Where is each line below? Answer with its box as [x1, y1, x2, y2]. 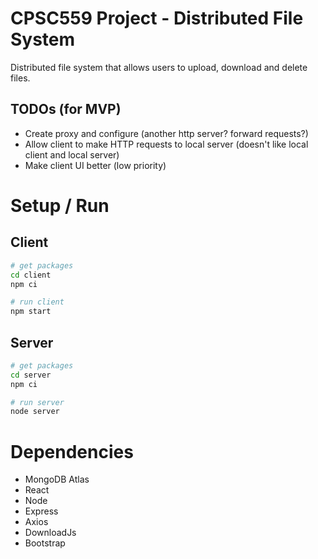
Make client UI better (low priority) [24, 159, 167, 171]
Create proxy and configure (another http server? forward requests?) [24, 127, 309, 139]
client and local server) [24, 148, 120, 161]
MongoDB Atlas [24, 473, 90, 486]
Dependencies [10, 440, 134, 463]
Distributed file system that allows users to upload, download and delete [10, 61, 308, 73]
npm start [10, 307, 52, 317]
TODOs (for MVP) [10, 101, 122, 118]
